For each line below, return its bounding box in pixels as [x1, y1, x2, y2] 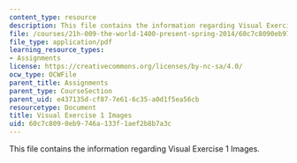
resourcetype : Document [9, 103, 97, 112]
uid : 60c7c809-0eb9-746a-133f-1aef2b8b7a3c [9, 120, 172, 129]
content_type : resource [9, 12, 97, 22]
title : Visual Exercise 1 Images [9, 111, 133, 120]
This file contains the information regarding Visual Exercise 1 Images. [9, 144, 261, 154]
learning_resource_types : [9, 46, 104, 55]
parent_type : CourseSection [9, 86, 113, 95]
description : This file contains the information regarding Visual [9, 21, 263, 30]
